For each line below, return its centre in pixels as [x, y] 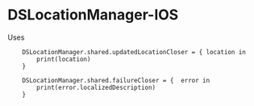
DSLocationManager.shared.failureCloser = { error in [116, 80]
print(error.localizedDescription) [96, 87]
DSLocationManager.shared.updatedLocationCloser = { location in [134, 52]
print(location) [64, 59]
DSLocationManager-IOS [93, 15]
